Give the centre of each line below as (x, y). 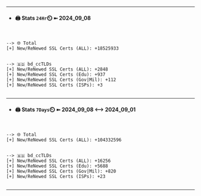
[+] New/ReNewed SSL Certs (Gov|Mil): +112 (61, 80)
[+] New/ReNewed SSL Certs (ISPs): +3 (54, 85)
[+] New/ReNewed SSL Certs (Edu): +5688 (57, 166)
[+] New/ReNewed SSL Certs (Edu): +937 (56, 75)
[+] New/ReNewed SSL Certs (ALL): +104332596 (64, 140)
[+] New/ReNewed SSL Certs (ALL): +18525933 (63, 48)
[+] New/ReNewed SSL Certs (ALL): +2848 (57, 69)
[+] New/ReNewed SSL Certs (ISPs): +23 (56, 177)
